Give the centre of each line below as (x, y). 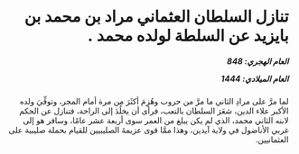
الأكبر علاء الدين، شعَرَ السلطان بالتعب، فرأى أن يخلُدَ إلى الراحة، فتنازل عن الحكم (154, 111)
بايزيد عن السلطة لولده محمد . (188, 36)
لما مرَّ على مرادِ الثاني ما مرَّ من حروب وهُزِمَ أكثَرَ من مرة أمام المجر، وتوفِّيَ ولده (154, 102)
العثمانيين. (272, 140)
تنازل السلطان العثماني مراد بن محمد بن (156, 17)
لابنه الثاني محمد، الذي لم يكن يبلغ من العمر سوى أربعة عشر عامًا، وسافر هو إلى (156, 121)
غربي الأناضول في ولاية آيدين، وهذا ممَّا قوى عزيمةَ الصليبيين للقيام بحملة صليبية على (149, 130)
